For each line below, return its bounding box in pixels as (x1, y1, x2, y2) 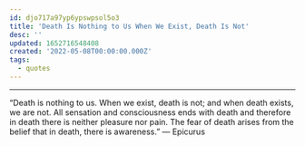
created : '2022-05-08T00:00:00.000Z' (9, 47, 152, 56)
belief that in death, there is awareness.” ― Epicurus (9, 126, 206, 137)
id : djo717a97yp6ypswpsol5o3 (9, 13, 120, 23)
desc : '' (9, 30, 43, 39)
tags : (9, 55, 30, 64)
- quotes (17, 64, 51, 73)
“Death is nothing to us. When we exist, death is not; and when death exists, (9, 97, 294, 108)
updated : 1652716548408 (9, 38, 100, 48)
